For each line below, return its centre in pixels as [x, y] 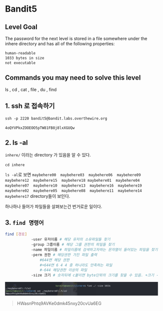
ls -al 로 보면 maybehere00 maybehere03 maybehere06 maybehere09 [73, 175]
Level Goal [21, 27]
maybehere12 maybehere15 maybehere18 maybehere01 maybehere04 [72, 181]
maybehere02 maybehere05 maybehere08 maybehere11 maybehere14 [73, 191]
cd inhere [15, 165]
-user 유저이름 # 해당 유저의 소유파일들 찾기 [71, 240]
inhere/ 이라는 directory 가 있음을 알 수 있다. [48, 155]
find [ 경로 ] [16, 234]
